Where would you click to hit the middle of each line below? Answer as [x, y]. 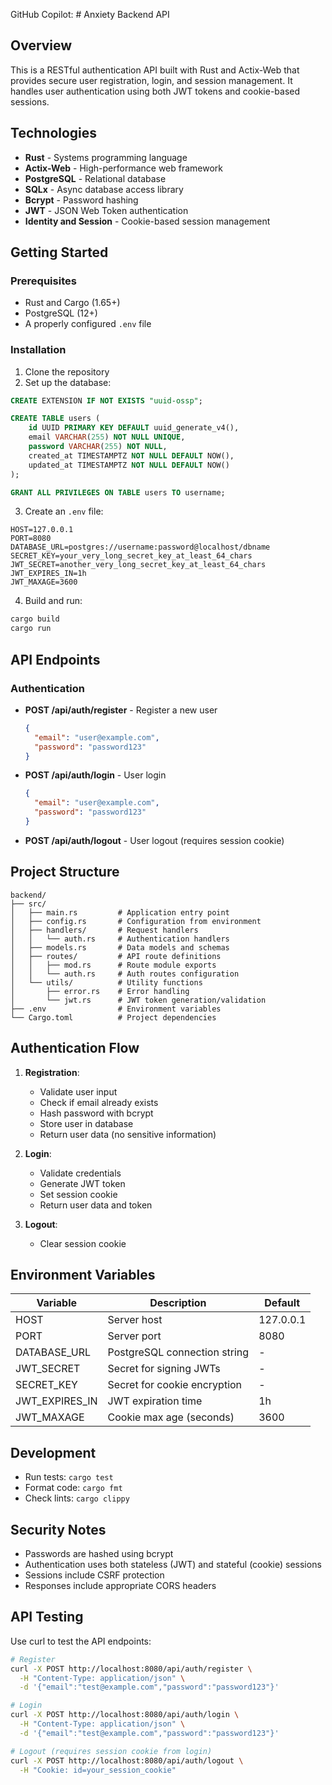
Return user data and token [96, 1205]
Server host [135, 1320]
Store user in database [86, 1123]
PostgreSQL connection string [178, 1352]
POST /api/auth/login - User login [95, 775]
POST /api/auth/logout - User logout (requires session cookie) [154, 840]
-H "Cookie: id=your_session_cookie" [98, 1770]
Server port [134, 1336]
